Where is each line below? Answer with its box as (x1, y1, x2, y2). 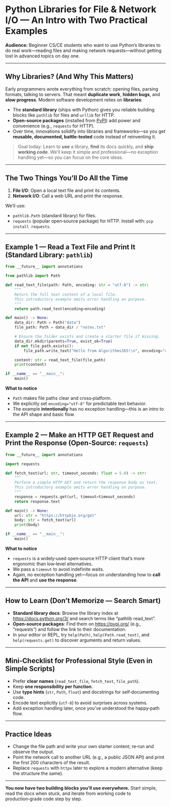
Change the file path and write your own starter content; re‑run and (12, 743, 154, 750)
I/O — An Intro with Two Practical (5, 14, 148, 26)
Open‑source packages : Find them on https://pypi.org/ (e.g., (12, 621, 141, 627)
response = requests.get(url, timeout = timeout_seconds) (14, 494, 136, 499)
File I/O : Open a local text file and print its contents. (12, 187, 121, 193)
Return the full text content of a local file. (14, 292, 117, 297)
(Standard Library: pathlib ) (5, 250, 93, 259)
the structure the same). (12, 770, 64, 776)
